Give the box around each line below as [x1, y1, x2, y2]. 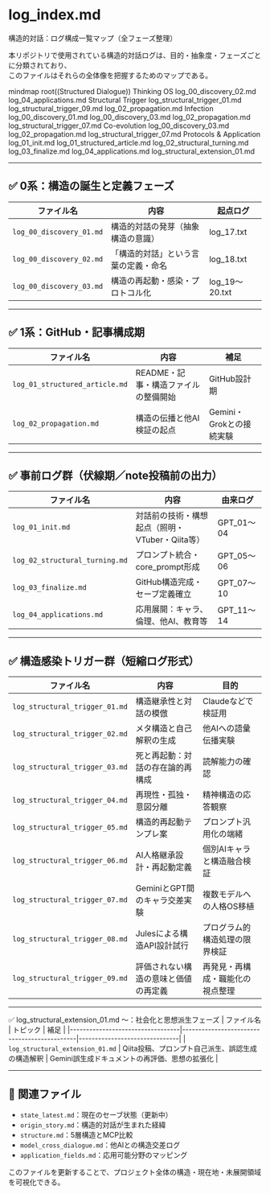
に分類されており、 [8, 60, 72, 70]
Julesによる [135, 928, 180, 939]
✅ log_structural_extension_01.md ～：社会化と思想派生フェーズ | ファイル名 [8, 1015, 261, 1025]
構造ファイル [151, 379, 201, 390]
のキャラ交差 [135, 895, 185, 906]
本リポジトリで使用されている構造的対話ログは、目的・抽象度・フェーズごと [8, 50, 261, 60]
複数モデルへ [202, 889, 252, 900]
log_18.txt [208, 253, 247, 265]
